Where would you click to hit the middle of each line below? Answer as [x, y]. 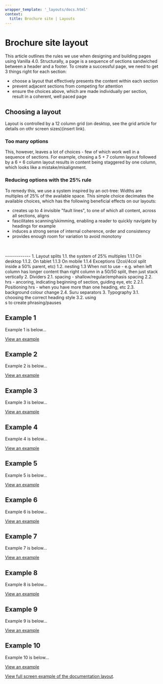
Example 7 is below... [26, 548]
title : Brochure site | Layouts [42, 18]
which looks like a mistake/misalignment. [46, 167]
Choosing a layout [33, 112]
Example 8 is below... [26, 585]
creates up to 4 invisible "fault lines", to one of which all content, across [84, 210]
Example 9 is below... [26, 621]
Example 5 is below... [26, 475]
